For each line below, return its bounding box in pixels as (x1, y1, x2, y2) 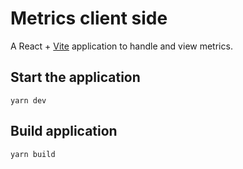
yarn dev (10, 95, 47, 106)
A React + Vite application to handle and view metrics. (10, 40, 233, 52)
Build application (10, 123, 118, 140)
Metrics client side (10, 7, 168, 30)
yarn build (10, 149, 56, 159)
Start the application (10, 69, 141, 86)
